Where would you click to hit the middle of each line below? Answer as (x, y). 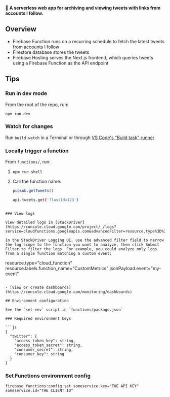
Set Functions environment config (48, 376)
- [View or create (25, 287)
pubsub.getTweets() (33, 191)
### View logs (20, 213)
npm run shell (27, 172)
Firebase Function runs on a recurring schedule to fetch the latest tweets (89, 41)
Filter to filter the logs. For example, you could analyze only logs (81, 249)
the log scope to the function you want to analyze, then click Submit (82, 244)
